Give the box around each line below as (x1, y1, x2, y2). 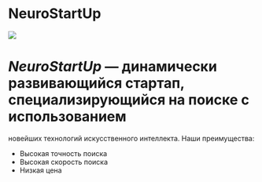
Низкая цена (19, 166, 62, 175)
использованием (8, 107, 127, 126)
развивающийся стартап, (8, 75, 185, 93)
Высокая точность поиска (19, 148, 108, 158)
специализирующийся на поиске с (8, 91, 249, 109)
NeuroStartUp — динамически (8, 58, 218, 75)
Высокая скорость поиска (19, 157, 109, 166)
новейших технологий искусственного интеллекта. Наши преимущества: (8, 133, 255, 143)
